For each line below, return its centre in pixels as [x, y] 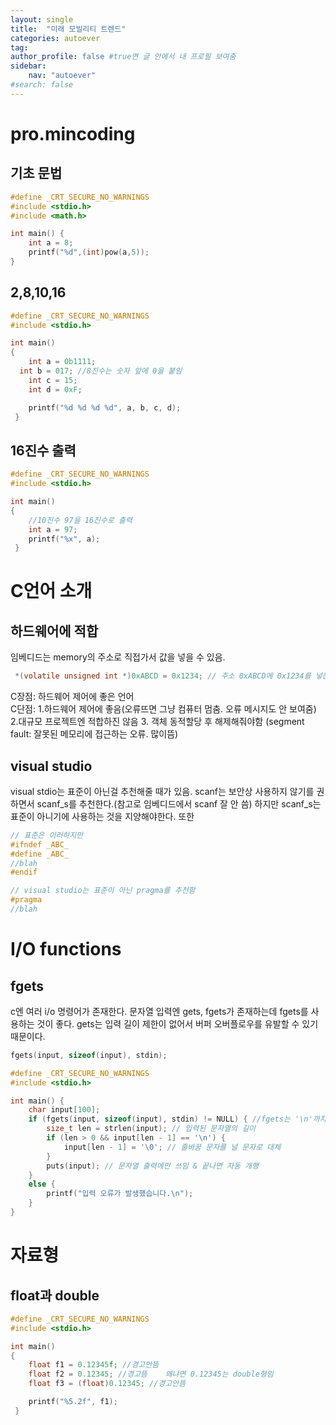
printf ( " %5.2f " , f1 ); [73, 1402]
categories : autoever [55, 38]
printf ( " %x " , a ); [64, 539]
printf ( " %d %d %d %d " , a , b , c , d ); [105, 407]
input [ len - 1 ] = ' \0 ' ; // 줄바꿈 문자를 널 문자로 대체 [172, 1147]
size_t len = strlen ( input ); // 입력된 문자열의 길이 [151, 1129]
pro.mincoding [73, 133]
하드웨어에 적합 [54, 631]
